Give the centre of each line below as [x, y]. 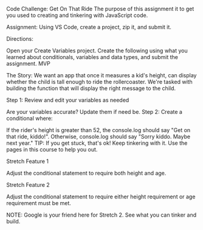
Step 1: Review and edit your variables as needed [68, 100]
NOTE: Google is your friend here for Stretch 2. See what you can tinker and [101, 215]
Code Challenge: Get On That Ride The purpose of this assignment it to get [100, 9]
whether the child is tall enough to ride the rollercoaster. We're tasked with [99, 82]
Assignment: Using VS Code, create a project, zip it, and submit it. [89, 27]
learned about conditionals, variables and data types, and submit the [92, 57]
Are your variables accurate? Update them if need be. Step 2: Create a [94, 112]
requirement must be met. [39, 203]
